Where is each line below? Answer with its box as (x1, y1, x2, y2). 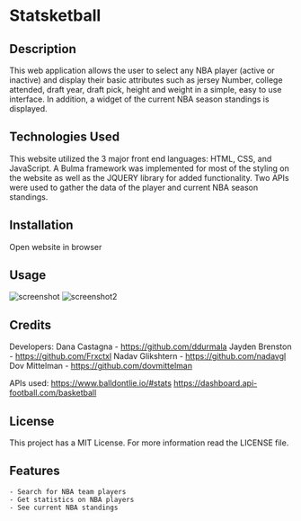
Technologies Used (9, 130, 120, 145)
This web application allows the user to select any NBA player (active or (9, 65, 276, 76)
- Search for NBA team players (9, 487, 127, 496)
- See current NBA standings (9, 503, 119, 512)
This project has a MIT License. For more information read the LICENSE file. (9, 437, 289, 448)
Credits (9, 317, 52, 333)
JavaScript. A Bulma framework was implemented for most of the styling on (9, 163, 289, 174)
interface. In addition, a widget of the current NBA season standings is (9, 94, 270, 104)
